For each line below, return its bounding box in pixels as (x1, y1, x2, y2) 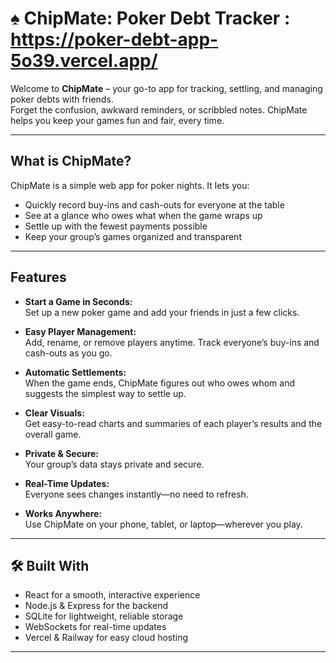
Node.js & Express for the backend (24, 600, 169, 612)
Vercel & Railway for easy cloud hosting (24, 632, 189, 644)
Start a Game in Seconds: (24, 295, 133, 307)
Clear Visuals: (24, 407, 85, 419)
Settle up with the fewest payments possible (24, 220, 208, 232)
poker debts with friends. (10, 93, 114, 105)
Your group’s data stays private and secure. (24, 458, 205, 470)
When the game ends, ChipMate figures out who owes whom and (24, 377, 295, 389)
